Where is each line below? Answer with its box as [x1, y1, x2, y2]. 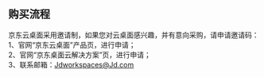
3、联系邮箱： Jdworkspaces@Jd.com [8, 60, 134, 69]
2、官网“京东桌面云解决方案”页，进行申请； [8, 50, 151, 60]
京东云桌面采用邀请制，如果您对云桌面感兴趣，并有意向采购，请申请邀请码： [8, 30, 259, 40]
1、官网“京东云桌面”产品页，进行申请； [8, 40, 137, 49]
